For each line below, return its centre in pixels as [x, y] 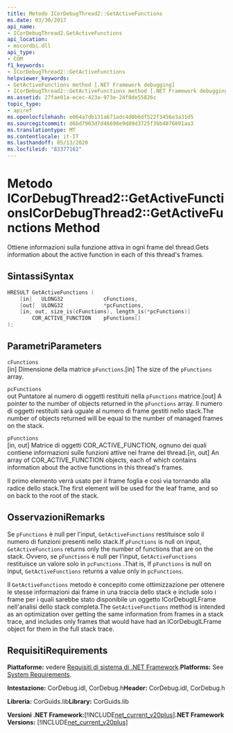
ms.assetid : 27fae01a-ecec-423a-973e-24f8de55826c [82, 98]
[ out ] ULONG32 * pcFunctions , [82, 305]
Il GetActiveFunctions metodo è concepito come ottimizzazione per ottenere [116, 584]
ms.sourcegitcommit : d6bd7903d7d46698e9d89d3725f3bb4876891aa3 [101, 123]
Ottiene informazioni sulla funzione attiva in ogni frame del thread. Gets [108, 247]
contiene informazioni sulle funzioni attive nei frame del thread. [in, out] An [113, 452]
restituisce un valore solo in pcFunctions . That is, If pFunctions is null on [109, 563]
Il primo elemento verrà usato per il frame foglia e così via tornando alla [109, 481]
